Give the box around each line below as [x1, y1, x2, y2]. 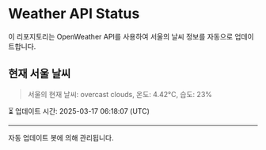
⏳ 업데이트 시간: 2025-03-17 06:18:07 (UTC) [8, 106, 150, 115]
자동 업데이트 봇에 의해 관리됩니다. [8, 133, 114, 142]
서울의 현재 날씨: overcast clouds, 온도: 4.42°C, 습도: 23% [27, 89, 212, 99]
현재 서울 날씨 [8, 67, 71, 81]
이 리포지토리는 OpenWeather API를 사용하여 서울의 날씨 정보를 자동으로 [8, 32, 234, 41]
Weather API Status [8, 5, 140, 23]
